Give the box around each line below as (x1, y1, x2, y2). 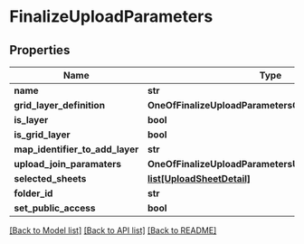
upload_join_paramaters (14, 158, 122, 170)
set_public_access (14, 202, 96, 214)
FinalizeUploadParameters (9, 6, 214, 27)
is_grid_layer (14, 128, 71, 141)
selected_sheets (14, 173, 87, 184)
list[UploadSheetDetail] (147, 173, 252, 184)
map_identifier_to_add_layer (14, 143, 139, 155)
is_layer (14, 114, 49, 126)
